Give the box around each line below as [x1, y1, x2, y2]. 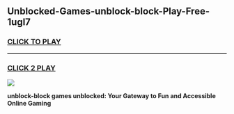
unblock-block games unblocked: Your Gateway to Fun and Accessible [7, 91, 216, 99]
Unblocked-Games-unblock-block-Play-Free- [7, 6, 210, 17]
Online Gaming [7, 99, 52, 107]
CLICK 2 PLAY [7, 63, 56, 73]
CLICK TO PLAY [7, 37, 61, 47]
